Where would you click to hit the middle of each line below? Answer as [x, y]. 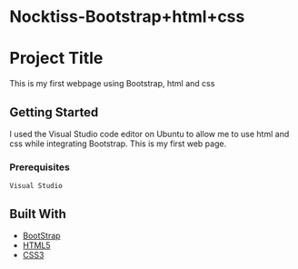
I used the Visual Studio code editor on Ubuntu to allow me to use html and [149, 134]
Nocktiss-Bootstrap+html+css [127, 17]
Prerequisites [40, 167]
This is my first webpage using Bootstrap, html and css [112, 84]
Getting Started [54, 112]
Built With [38, 214]
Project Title [56, 59]
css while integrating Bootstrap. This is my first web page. [118, 144]
